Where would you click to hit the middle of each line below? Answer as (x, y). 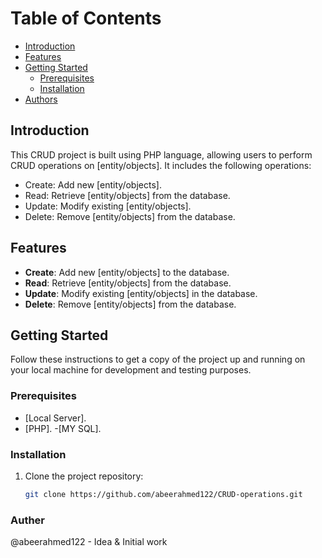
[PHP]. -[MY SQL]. (63, 428)
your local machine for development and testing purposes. (131, 370)
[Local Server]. (55, 418)
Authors (41, 99)
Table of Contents (86, 18)
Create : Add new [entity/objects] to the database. (127, 272)
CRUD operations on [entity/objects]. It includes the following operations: (161, 165)
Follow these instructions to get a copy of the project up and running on (158, 359)
